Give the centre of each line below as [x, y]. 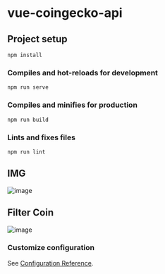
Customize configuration [51, 248]
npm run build [28, 120]
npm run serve [28, 87]
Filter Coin [31, 213]
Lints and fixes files [42, 137]
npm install [25, 55]
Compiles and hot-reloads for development [83, 73]
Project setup [38, 39]
